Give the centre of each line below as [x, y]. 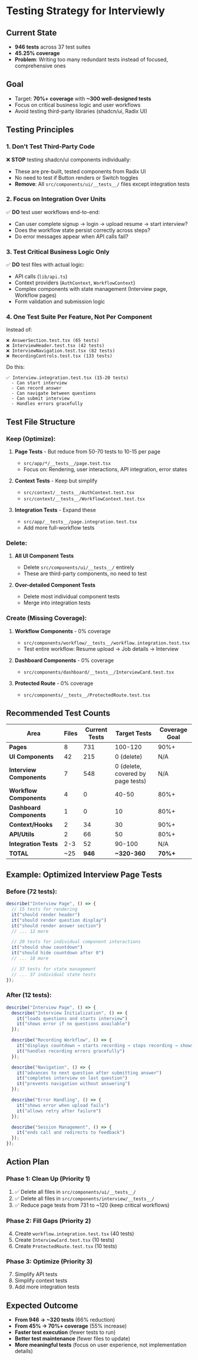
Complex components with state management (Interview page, [91, 289]
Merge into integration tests [57, 603]
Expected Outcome [42, 1305]
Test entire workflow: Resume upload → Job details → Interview [101, 649]
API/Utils [22, 834]
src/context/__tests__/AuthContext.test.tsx [79, 493]
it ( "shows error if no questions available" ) [74, 1024]
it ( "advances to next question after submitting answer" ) [89, 1073]
